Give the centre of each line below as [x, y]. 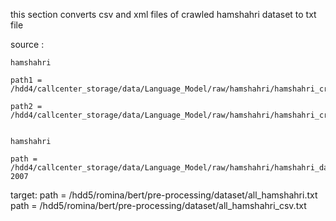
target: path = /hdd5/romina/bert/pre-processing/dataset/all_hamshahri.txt [164, 195]
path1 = [26, 80]
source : [27, 44]
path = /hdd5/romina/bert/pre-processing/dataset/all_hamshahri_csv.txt [158, 205]
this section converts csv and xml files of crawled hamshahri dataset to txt [163, 14]
